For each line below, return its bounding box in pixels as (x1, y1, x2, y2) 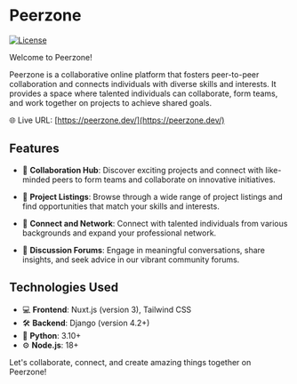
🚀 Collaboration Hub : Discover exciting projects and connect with (21, 164, 264, 175)
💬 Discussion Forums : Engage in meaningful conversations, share (21, 244, 265, 255)
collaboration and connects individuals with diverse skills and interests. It (9, 78, 277, 89)
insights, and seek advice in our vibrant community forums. (21, 254, 240, 265)
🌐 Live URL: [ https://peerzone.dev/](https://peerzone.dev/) (9, 115, 225, 125)
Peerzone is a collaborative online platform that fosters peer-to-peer (9, 68, 260, 80)
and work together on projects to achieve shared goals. (9, 97, 213, 108)
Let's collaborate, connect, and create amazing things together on (9, 356, 252, 367)
